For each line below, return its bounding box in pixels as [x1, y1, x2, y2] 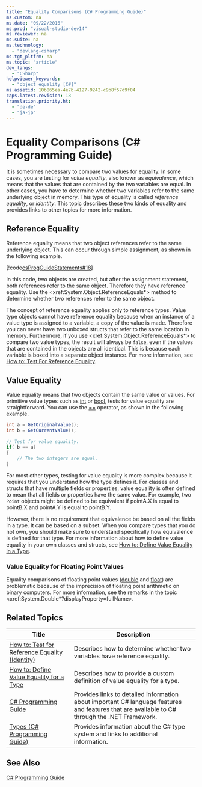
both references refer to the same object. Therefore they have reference [6, 282, 185, 289]
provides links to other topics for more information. [6, 206, 132, 213]
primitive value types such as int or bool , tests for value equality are [6, 397, 174, 405]
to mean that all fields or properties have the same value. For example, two [6, 491, 191, 498]
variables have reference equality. [74, 652, 170, 660]
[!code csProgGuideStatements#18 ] [6, 264, 93, 271]
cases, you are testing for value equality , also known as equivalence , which [6, 174, 194, 182]
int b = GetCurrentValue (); [6, 427, 77, 433]
